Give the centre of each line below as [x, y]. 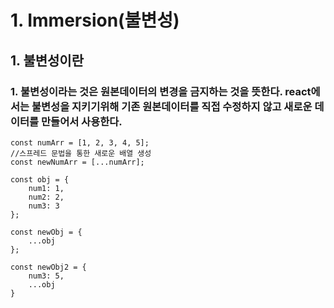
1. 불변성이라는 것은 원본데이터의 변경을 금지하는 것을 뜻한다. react [161, 91]
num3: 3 [44, 206]
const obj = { [40, 179]
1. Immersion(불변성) [95, 20]
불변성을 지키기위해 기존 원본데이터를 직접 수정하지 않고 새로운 [172, 106]
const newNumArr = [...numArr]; [77, 162]
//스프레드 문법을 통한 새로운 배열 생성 [81, 153]
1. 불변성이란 [47, 60]
